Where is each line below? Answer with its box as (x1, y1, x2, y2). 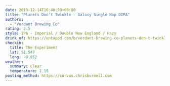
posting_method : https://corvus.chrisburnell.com (5, 73, 112, 78)
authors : (5, 17, 24, 22)
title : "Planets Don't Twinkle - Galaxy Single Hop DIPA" (5, 12, 130, 17)
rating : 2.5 (5, 26, 30, 31)
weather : (5, 59, 24, 64)
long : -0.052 (10, 54, 37, 60)
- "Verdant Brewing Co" (10, 21, 60, 27)
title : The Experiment (10, 45, 58, 50)
